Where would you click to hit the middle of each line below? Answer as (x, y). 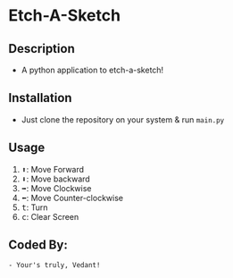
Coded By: (38, 245)
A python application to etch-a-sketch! (92, 70)
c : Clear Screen (50, 216)
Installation (40, 98)
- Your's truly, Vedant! (54, 265)
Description (42, 49)
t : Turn (34, 207)
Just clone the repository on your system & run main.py (123, 119)
